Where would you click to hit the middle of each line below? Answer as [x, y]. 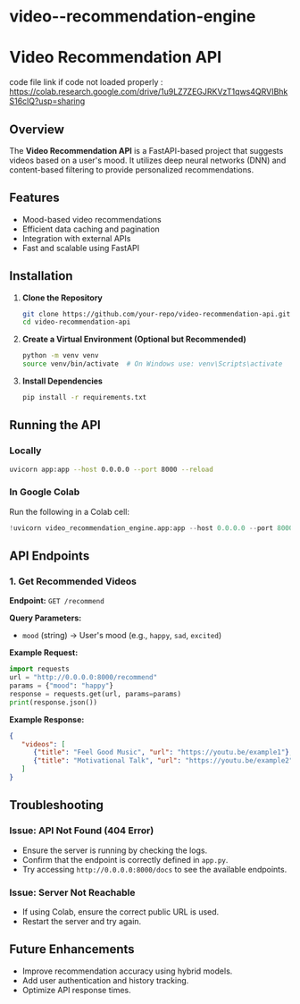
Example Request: [44, 653]
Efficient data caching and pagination [91, 229]
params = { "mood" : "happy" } [62, 686]
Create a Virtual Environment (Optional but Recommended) [134, 339]
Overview [37, 129]
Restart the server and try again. [82, 921]
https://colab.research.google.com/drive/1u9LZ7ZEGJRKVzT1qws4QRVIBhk [149, 92]
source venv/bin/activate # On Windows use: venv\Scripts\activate [152, 364]
